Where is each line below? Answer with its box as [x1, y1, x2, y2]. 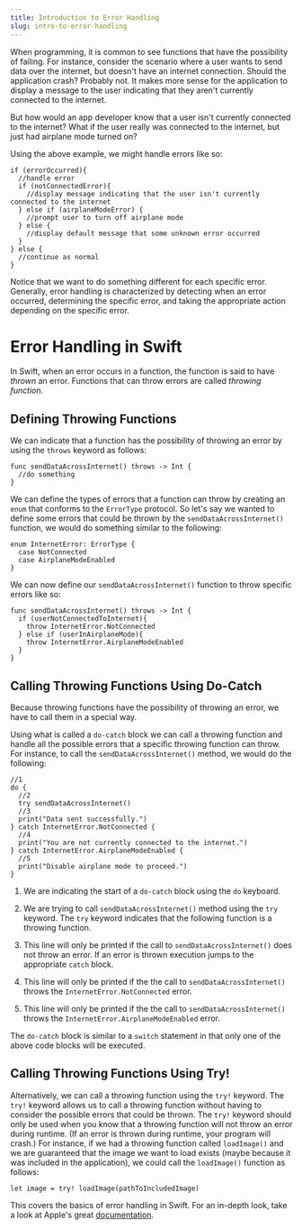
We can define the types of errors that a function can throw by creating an [10, 494, 286, 505]
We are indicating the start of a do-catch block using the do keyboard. [22, 886, 281, 897]
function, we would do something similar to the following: [10, 523, 223, 533]
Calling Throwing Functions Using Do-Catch [10, 678, 262, 694]
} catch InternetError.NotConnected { [10, 823, 155, 832]
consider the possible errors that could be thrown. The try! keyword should [10, 1109, 292, 1120]
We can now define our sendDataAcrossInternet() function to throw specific [10, 579, 293, 590]
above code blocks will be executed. [10, 1040, 146, 1051]
